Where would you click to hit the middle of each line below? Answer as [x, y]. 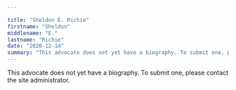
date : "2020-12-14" [36, 46]
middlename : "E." [33, 33]
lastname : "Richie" [36, 39]
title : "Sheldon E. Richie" [48, 20]
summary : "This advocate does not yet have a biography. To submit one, [116, 53]
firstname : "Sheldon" [39, 26]
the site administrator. [39, 80]
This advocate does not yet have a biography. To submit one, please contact [118, 72]
